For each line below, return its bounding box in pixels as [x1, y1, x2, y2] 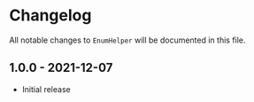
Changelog [9, 5, 92, 26]
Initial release [21, 83, 71, 94]
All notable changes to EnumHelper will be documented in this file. [9, 35, 246, 45]
